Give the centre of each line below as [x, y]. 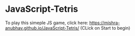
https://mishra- [105, 23]
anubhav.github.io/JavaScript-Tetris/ [42, 28]
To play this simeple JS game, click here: [47, 23]
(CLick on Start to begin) [105, 28]
